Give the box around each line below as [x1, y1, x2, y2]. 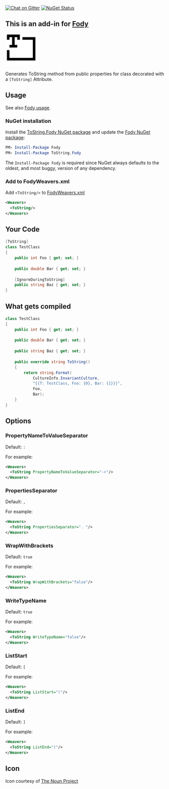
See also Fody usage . [5, 104, 51, 111]
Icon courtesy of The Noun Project [5, 778, 78, 784]
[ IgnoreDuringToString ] [14, 277, 66, 282]
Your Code [5, 225, 40, 233]
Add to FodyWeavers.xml [5, 178, 70, 185]
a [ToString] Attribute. [5, 76, 53, 82]
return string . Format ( [24, 370, 72, 375]
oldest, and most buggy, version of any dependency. [5, 165, 117, 171]
